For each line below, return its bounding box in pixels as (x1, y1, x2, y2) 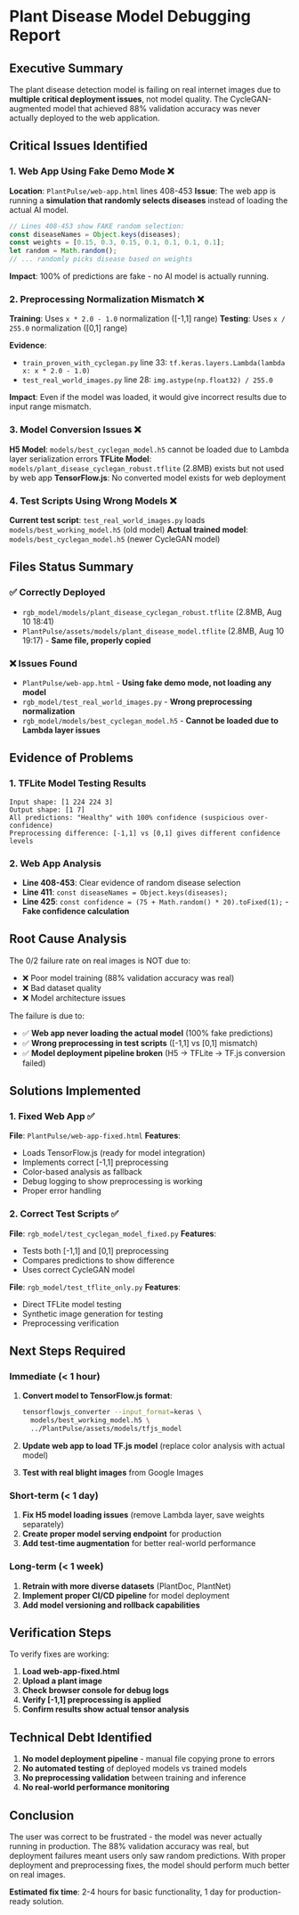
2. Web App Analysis (9, 857, 102, 870)
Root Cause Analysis (9, 931, 127, 946)
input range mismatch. (9, 401, 92, 412)
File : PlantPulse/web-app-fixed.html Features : (9, 1130, 181, 1142)
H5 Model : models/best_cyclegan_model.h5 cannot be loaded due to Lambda (9, 444, 289, 454)
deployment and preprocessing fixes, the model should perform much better (9, 1860, 290, 1870)
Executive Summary (9, 61, 124, 76)
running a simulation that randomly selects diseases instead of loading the (9, 194, 288, 206)
